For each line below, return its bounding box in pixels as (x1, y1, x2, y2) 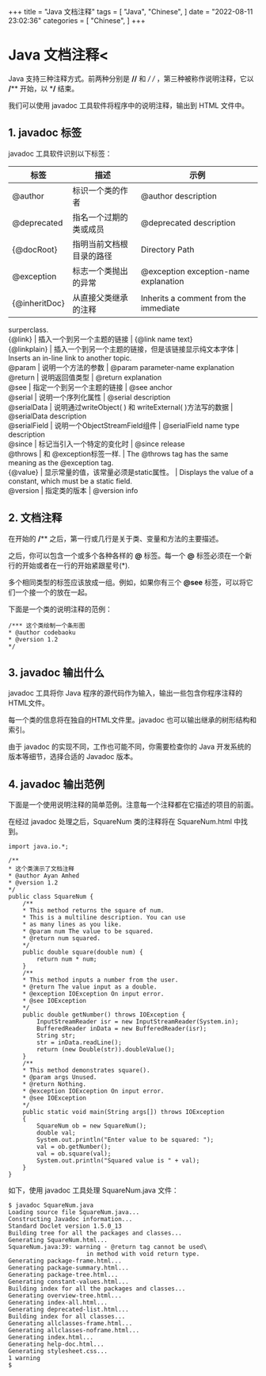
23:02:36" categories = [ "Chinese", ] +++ (8, 16, 146, 25)
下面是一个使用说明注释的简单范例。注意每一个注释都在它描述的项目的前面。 (8, 800, 258, 810)
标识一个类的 (72, 185, 120, 196)
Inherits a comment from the (140, 292, 247, 303)
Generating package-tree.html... (8, 1271, 119, 1279)
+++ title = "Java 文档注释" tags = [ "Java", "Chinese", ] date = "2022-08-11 (8, 7, 253, 16)
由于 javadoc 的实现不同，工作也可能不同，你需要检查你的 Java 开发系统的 (8, 742, 252, 752)
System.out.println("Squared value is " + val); (36, 1157, 200, 1165)
